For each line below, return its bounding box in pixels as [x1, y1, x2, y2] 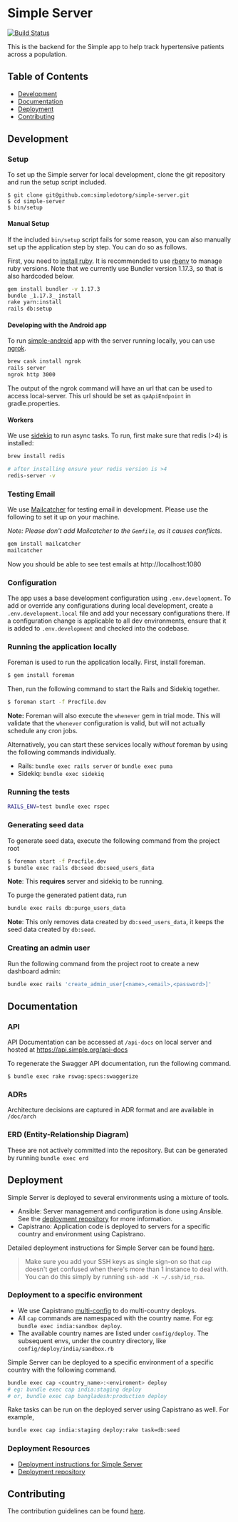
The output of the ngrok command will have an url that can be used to [7, 383, 212, 393]
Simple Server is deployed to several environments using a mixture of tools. [7, 1193, 229, 1201]
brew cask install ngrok [7, 358, 81, 365]
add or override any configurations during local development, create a [7, 601, 214, 610]
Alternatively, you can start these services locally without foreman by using [7, 740, 228, 749]
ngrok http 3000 [7, 371, 56, 378]
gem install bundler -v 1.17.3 [7, 285, 100, 293]
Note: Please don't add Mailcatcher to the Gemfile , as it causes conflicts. [7, 527, 222, 535]
